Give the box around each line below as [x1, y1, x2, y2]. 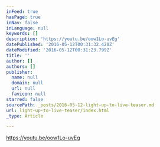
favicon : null [11, 91, 46, 97]
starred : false [6, 96, 44, 102]
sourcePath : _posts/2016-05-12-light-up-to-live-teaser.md [6, 102, 155, 108]
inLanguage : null [6, 25, 49, 31]
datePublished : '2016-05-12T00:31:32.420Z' [6, 42, 115, 48]
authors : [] [6, 63, 35, 70]
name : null [11, 74, 38, 80]
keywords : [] [6, 31, 38, 37]
